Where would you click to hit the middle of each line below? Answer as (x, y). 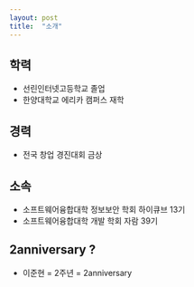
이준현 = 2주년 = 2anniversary (77, 273)
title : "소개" (36, 26)
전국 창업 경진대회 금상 (62, 155)
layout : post (34, 18)
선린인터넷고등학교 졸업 (64, 89)
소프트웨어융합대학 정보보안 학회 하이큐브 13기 (104, 209)
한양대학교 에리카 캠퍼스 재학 (73, 100)
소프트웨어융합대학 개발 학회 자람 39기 (90, 220)
